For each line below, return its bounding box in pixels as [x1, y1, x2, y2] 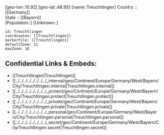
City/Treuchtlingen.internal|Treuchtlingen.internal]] [12, 83, 115, 89]
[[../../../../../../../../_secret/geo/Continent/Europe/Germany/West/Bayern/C [12, 119, 160, 125]
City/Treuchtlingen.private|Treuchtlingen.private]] [12, 104, 113, 110]
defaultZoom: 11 [5, 42, 38, 47]
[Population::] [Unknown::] [5, 20, 59, 25]
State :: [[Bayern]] [5, 15, 41, 20]
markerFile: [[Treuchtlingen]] [5, 38, 69, 43]
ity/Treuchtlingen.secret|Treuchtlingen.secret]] [12, 124, 107, 130]
